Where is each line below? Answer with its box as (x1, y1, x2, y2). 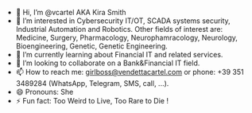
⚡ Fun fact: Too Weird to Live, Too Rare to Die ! (15, 96, 169, 105)
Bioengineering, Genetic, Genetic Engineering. (15, 41, 169, 51)
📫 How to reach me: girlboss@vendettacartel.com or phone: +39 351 (15, 68, 244, 76)
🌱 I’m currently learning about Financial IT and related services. (15, 50, 223, 59)
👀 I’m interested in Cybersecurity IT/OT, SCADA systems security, (15, 16, 231, 25)
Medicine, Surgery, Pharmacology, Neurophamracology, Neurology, (15, 33, 238, 42)
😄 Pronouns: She (15, 88, 74, 96)
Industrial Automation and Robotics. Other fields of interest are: (15, 25, 223, 33)
